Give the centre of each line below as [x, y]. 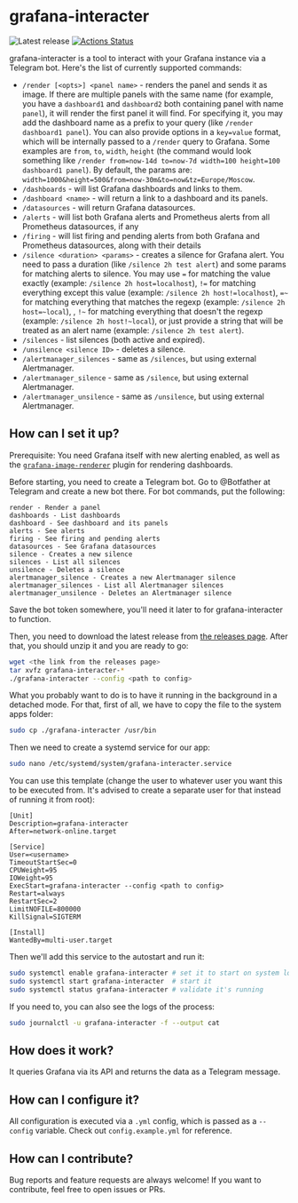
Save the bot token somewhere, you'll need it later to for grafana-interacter [146, 609]
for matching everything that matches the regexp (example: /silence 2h [153, 302]
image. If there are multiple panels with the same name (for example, [147, 94]
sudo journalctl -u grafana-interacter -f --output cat [114, 1023]
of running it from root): [52, 800]
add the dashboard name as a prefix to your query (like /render [137, 123]
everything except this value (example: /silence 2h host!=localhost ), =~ [155, 292]
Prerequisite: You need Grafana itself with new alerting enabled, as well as [145, 455]
